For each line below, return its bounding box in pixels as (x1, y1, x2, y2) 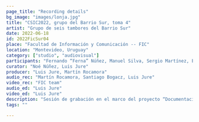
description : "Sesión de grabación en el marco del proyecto (6, 96, 161, 102)
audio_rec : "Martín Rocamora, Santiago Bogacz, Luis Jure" (6, 74, 155, 80)
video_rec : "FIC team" (6, 80, 62, 86)
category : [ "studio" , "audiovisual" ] (6, 52, 99, 58)
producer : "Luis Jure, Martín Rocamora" (6, 69, 108, 75)
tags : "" (6, 101, 28, 108)
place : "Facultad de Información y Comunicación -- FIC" (6, 42, 150, 48)
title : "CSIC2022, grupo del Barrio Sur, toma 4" (6, 19, 131, 25)
